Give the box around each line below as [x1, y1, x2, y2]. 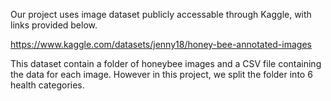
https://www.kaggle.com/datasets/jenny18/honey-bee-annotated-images [10, 39, 312, 50]
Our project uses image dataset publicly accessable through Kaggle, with [10, 9, 312, 20]
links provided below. [10, 19, 98, 31]
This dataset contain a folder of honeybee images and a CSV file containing [10, 58, 322, 69]
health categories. [10, 79, 85, 91]
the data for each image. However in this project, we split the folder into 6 [10, 69, 313, 80]
